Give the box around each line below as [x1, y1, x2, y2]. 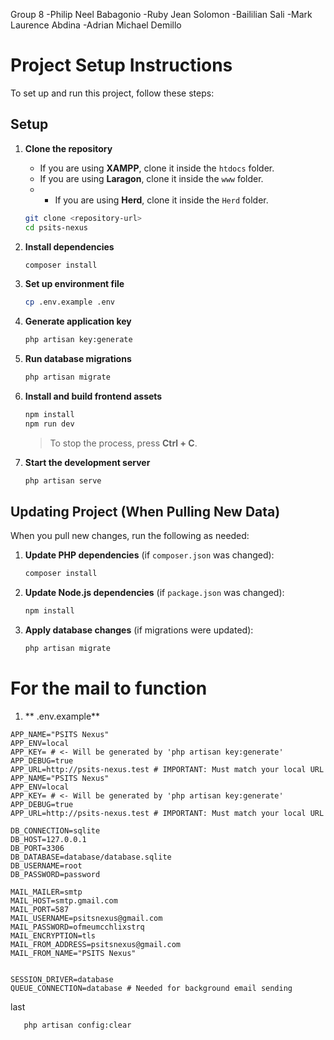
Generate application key [24, 315, 132, 328]
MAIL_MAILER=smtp [10, 887, 83, 897]
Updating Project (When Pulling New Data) [10, 504, 281, 521]
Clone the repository [24, 142, 113, 154]
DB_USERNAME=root [10, 861, 83, 871]
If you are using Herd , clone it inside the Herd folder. [54, 194, 269, 206]
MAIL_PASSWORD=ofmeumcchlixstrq [10, 922, 145, 932]
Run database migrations [24, 353, 132, 365]
